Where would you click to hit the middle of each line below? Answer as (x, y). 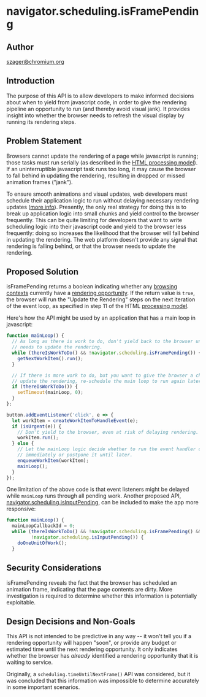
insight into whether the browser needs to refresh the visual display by (95, 115)
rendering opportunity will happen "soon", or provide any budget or (91, 643)
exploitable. (21, 602)
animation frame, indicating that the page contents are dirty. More (90, 589)
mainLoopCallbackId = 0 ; (44, 526)
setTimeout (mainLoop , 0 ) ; (51, 393)
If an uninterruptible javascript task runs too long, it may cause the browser (101, 169)
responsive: (21, 509)
